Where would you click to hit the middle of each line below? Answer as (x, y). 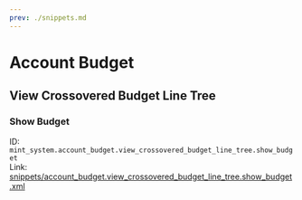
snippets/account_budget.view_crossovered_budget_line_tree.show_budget (151, 176)
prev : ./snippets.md (48, 18)
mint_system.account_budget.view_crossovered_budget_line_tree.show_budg (151, 150)
